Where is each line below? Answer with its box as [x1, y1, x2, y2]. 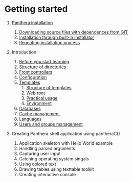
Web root [26, 90, 45, 96]
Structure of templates [26, 84, 72, 90]
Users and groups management [19, 121, 83, 127]
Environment [26, 100, 52, 106]
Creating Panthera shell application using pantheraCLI [11, 130, 121, 136]
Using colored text [19, 161, 57, 167]
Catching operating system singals [19, 156, 89, 161]
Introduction [11, 49, 37, 55]
